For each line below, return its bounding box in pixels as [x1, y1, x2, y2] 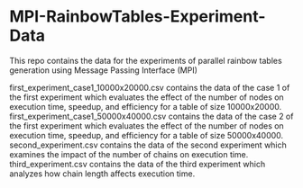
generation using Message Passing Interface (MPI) [9, 65, 198, 76]
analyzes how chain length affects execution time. [9, 168, 196, 179]
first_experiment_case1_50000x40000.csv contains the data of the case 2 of [9, 111, 294, 121]
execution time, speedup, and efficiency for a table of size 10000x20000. [9, 101, 282, 112]
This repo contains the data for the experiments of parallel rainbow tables [9, 55, 282, 66]
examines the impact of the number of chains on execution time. [9, 148, 249, 159]
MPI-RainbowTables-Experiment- [9, 6, 266, 27]
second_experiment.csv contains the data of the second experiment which [9, 139, 287, 150]
